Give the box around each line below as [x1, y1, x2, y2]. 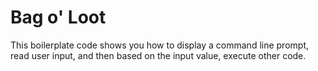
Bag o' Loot [10, 6, 107, 29]
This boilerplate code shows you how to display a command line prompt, [10, 39, 309, 51]
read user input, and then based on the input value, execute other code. [10, 49, 307, 61]
